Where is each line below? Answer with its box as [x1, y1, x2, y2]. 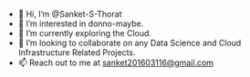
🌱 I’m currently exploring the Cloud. [17, 28, 152, 38]
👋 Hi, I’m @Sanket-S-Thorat [17, 9, 122, 19]
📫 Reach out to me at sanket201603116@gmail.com [17, 57, 214, 68]
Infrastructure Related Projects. [17, 47, 136, 58]
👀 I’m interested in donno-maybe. [17, 18, 144, 29]
